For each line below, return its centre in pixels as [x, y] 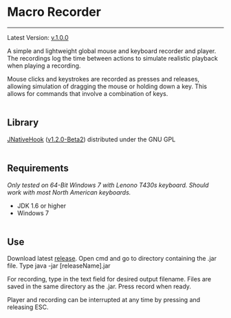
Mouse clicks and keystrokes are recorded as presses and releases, [103, 79]
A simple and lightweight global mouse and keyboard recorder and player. [112, 51]
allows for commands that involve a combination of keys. [88, 93]
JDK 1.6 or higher [42, 206]
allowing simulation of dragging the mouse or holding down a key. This [107, 86]
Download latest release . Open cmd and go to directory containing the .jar [112, 259]
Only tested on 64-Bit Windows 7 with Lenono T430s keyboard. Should [108, 185]
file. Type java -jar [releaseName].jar [59, 266]
